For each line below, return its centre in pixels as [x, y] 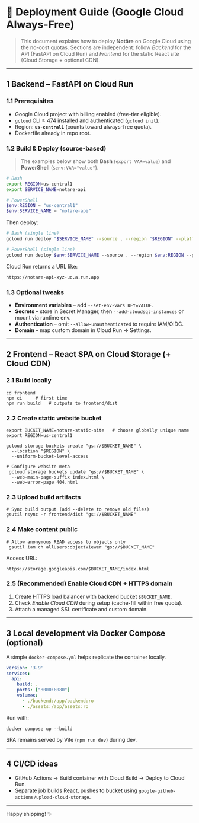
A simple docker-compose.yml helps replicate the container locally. [86, 657]
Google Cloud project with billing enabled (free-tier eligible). [88, 114]
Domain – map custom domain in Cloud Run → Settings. [83, 330]
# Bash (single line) [33, 234]
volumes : [28, 696]
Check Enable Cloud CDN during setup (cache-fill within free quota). [99, 603]
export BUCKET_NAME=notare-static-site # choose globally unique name [98, 430]
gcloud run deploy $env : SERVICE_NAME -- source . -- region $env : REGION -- [99, 255]
